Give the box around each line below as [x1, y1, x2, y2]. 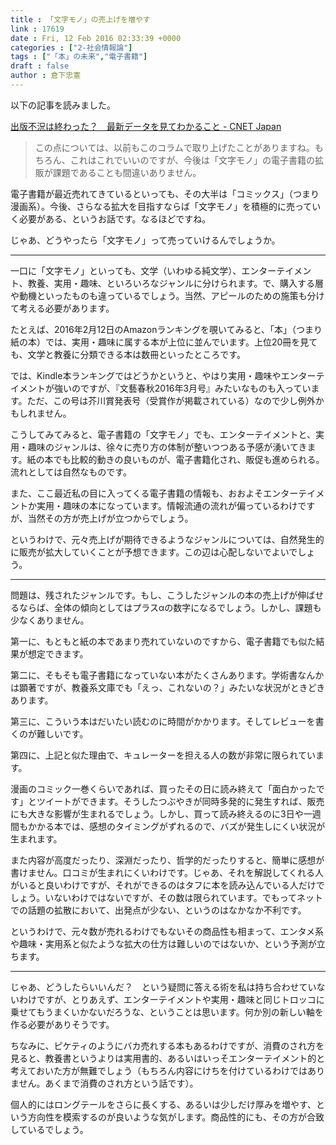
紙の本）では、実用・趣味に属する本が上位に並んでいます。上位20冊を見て [10, 336, 318, 348]
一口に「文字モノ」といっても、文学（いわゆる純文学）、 [10, 264, 242, 276]
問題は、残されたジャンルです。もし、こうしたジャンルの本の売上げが [10, 589, 298, 601]
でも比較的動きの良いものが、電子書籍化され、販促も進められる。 [53, 453, 325, 465]
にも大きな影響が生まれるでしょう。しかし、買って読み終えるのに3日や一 [10, 807, 313, 820]
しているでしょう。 [10, 1123, 89, 1135]
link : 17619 [10, 24, 65, 34]
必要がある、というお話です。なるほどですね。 [18, 212, 212, 225]
